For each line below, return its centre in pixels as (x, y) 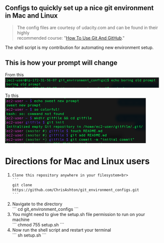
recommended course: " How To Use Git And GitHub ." (71, 38)
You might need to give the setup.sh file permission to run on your (79, 214)
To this (12, 96)
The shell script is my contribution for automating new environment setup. (79, 47)
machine (21, 219)
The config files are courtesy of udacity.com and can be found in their (87, 27)
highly (23, 33)
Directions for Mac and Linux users (77, 161)
